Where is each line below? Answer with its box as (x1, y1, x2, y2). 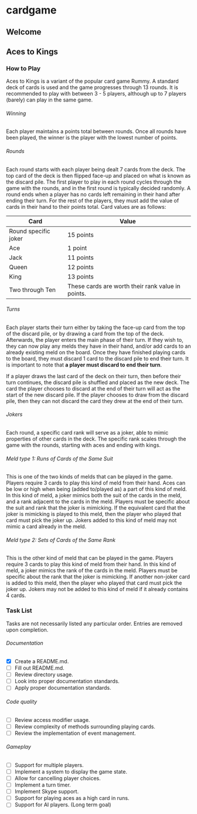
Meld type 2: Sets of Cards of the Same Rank (6, 536, 116, 543)
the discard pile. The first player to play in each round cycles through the (6, 178, 182, 185)
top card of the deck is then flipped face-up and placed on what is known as (6, 172, 191, 179)
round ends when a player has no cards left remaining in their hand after (6, 191, 181, 198)
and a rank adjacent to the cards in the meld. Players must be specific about (6, 498, 190, 505)
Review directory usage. (14, 671, 73, 678)
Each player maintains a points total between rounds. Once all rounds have (6, 128, 186, 135)
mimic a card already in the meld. (6, 523, 87, 530)
